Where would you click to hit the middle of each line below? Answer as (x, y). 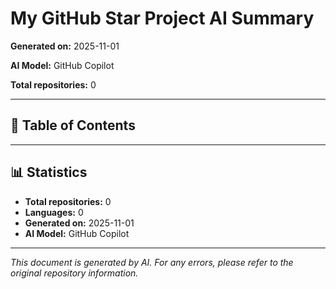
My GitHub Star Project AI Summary (162, 18)
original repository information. (74, 273)
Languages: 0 (54, 212)
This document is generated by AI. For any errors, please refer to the (152, 262)
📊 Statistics (49, 172)
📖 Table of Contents (73, 125)
